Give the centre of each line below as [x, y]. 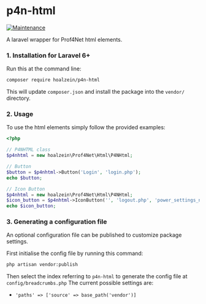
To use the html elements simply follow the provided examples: [86, 127]
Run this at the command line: [44, 69]
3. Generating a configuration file [57, 222]
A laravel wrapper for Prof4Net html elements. [64, 39]
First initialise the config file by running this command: [75, 253]
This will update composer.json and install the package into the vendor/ [96, 92]
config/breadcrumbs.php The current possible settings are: [80, 283]
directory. [18, 98]
